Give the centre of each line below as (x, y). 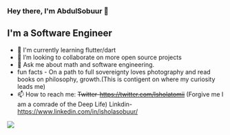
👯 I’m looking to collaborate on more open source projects (100, 57)
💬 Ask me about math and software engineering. (86, 64)
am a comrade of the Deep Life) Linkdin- (75, 104)
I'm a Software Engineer (60, 33)
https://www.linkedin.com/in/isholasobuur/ (77, 111)
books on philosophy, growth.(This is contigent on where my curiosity (116, 79)
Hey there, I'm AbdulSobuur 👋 (58, 11)
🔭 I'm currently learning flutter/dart (66, 50)
